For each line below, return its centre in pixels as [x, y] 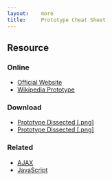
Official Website [40, 83]
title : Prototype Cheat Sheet [57, 20]
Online [18, 67]
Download [25, 107]
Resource [28, 48]
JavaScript [32, 170]
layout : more [30, 13]
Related [20, 147]
